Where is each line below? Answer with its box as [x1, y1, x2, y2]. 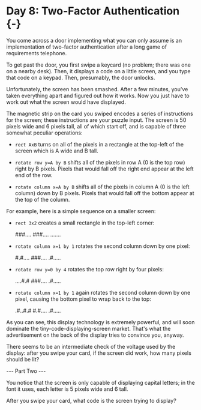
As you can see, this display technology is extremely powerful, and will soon [6, 318, 195, 325]
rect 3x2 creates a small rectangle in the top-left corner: [14, 219, 155, 226]
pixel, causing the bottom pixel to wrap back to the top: [14, 295, 152, 303]
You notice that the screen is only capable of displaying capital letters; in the [6, 379, 195, 386]
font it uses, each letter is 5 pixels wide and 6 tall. [6, 385, 128, 393]
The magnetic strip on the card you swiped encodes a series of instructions [6, 110, 193, 117]
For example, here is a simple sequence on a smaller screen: [6, 207, 156, 214]
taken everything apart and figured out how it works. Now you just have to [6, 92, 190, 99]
